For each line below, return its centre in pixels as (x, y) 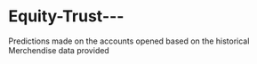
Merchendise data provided (59, 50)
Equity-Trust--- (66, 16)
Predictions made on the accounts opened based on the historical (129, 41)
